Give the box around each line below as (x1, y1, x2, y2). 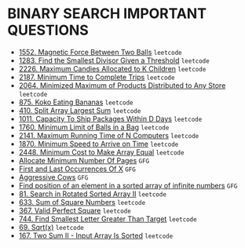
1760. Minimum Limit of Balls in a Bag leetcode (18, 122, 170, 132)
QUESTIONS (7, 21, 90, 39)
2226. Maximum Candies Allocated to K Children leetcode (18, 64, 207, 73)
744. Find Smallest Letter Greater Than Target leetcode (18, 213, 197, 224)
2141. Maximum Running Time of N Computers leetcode (18, 130, 199, 140)
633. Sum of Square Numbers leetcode (18, 197, 146, 206)
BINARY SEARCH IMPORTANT (7, 5, 207, 23)
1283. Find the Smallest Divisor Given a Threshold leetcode (18, 56, 210, 65)
